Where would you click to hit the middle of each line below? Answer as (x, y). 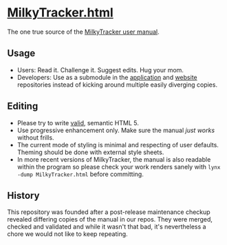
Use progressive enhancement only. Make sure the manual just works (116, 130)
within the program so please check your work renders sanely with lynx (119, 167)
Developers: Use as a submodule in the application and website (107, 77)
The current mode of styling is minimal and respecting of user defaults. (118, 145)
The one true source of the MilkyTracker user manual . (83, 32)
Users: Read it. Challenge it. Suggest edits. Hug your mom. (100, 70)
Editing (23, 106)
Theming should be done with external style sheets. (90, 152)
